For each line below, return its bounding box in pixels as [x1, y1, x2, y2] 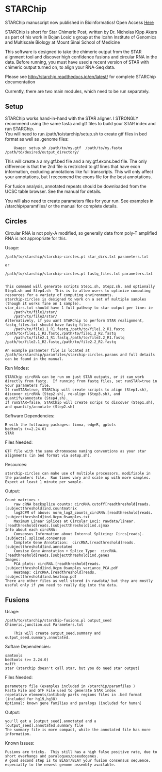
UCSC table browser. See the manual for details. [5, 188, 102, 194]
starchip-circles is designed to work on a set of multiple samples [5, 297, 146, 301]
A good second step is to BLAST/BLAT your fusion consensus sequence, [5, 758, 151, 763]
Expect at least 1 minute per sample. [5, 479, 83, 484]
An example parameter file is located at [5, 348, 90, 353]
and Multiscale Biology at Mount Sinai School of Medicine [5, 39, 120, 45]
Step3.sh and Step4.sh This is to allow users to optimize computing [5, 288, 151, 293]
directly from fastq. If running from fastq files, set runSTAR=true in [5, 378, 158, 383]
